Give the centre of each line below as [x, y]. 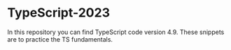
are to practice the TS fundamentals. [60, 39]
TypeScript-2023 [59, 13]
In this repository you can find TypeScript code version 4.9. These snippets [116, 32]
